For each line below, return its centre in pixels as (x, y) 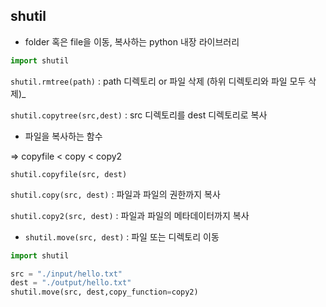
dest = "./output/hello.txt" (71, 283)
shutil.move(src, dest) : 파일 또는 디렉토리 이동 (122, 236)
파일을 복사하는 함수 (63, 136)
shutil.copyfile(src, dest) (69, 174)
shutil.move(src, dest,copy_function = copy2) (104, 292)
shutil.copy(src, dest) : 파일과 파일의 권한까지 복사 (115, 194)
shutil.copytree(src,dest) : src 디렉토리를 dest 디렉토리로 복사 (139, 115)
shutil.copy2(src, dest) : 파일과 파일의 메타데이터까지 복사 (130, 215)
